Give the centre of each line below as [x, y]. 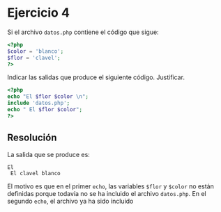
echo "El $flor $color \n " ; [48, 97]
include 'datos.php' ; [39, 103]
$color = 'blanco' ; [36, 51]
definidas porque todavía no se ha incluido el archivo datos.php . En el [107, 193]
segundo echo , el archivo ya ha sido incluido [70, 201]
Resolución [32, 138]
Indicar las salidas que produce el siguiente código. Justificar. [96, 77]
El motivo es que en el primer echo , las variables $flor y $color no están [110, 186]
